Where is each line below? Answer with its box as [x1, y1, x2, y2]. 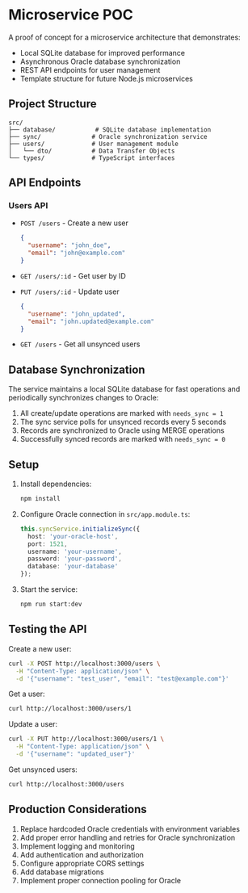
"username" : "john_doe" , [27, 241, 111, 249]
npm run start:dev [19, 600, 82, 609]
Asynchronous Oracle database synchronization [19, 57, 181, 66]
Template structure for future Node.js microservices [19, 73, 194, 83]
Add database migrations [19, 866, 104, 877]
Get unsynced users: [8, 765, 78, 774]
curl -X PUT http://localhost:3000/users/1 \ [8, 735, 164, 744]
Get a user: [8, 689, 46, 699]
